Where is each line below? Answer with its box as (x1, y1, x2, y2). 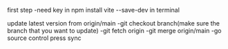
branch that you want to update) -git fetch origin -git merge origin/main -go (7, 27, 222, 35)
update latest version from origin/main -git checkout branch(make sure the (7, 19, 220, 27)
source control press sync (7, 34, 82, 42)
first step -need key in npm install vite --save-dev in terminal (7, 6, 180, 14)
